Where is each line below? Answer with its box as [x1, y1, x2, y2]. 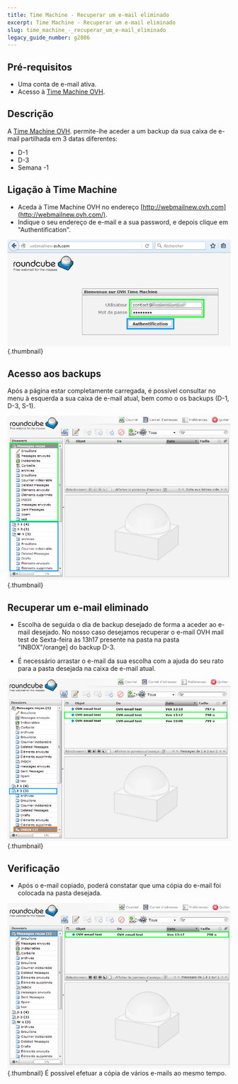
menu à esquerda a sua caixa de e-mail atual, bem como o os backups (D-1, [7, 394, 229, 403]
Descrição [7, 108, 54, 120]
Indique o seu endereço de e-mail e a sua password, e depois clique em [17, 217, 229, 226]
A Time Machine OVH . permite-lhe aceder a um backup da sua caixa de [7, 126, 217, 135]
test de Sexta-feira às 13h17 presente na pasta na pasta [17, 635, 180, 644]
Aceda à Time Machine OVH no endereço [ [17, 202, 143, 211]
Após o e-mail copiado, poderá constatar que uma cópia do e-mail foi [17, 881, 222, 890]
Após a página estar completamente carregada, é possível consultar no [7, 387, 216, 395]
